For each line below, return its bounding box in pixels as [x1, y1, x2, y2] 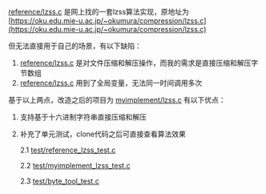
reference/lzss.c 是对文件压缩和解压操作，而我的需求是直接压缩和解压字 [19, 59, 259, 67]
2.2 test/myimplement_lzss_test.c [19, 161, 131, 170]
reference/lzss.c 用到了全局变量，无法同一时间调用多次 [19, 79, 203, 87]
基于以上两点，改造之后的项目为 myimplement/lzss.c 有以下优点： [8, 95, 226, 104]
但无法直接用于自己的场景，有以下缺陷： [8, 41, 142, 51]
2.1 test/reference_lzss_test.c [19, 145, 116, 155]
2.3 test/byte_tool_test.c [19, 176, 100, 186]
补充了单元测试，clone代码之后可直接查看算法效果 [19, 129, 187, 139]
